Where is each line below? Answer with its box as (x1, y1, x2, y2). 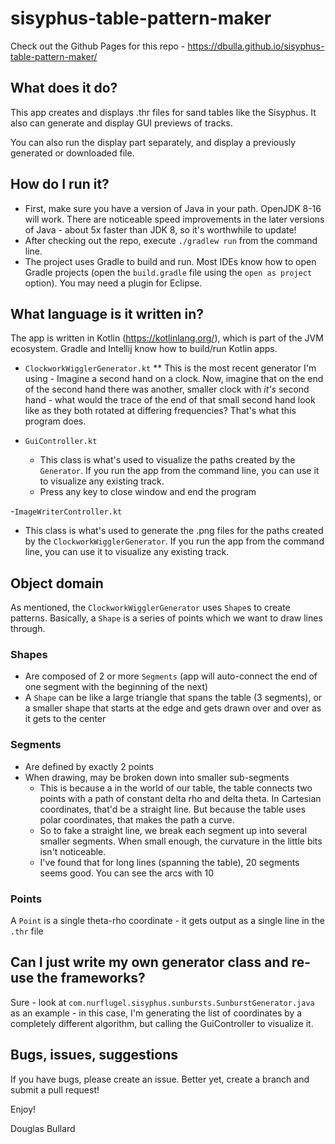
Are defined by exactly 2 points (24, 760, 155, 772)
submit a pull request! (10, 1083, 100, 1096)
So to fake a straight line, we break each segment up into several (39, 824, 308, 836)
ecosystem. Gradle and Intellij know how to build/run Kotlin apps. (10, 343, 278, 355)
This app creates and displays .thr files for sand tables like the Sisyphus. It (10, 106, 317, 118)
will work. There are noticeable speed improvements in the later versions (24, 213, 325, 225)
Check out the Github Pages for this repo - (10, 40, 186, 52)
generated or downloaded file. (10, 147, 135, 159)
